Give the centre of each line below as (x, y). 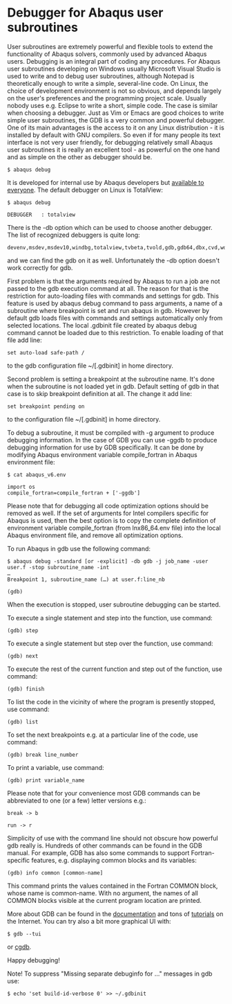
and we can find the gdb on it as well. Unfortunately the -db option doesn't (113, 260)
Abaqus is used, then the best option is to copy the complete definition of (112, 520)
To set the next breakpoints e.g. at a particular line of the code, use (103, 735)
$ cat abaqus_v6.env (37, 475)
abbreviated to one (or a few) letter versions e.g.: (77, 800)
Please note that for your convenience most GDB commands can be (104, 793)
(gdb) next (23, 656)
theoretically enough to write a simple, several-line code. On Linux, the (108, 83)
